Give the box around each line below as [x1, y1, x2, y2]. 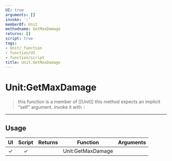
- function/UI [5, 50, 36, 55]
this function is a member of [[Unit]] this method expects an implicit [17, 99, 161, 105]
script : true [5, 36, 33, 41]
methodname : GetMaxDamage [5, 27, 60, 32]
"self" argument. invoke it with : [17, 104, 85, 110]
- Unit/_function [5, 45, 42, 51]
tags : [5, 41, 17, 46]
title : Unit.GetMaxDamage [5, 60, 60, 65]
